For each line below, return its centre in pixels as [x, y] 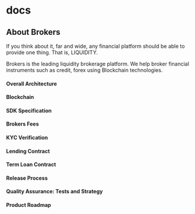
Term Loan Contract [31, 164]
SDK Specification [29, 110]
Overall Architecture [32, 84]
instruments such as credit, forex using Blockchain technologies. [85, 70]
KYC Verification [27, 137]
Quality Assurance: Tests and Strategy [54, 192]
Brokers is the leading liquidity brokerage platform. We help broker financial [98, 64]
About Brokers [33, 32]
